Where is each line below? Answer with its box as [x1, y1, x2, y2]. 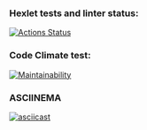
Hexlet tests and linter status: [9, 7, 139, 19]
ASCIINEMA [9, 91, 62, 103]
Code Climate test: [9, 50, 91, 62]
